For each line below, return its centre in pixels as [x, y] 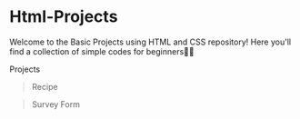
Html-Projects [64, 17]
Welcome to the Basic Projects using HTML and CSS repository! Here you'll [150, 42]
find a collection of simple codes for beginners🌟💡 [102, 51]
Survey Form [55, 104]
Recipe [45, 86]
